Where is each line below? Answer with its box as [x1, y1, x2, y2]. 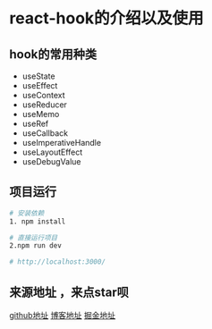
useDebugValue [21, 156, 81, 166]
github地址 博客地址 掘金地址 [9, 310, 116, 320]
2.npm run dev [9, 241, 63, 250]
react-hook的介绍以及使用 [9, 8, 204, 29]
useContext [21, 90, 65, 100]
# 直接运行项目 [9, 233, 58, 242]
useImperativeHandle [21, 138, 101, 148]
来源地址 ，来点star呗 [9, 284, 130, 299]
